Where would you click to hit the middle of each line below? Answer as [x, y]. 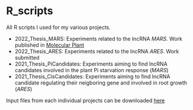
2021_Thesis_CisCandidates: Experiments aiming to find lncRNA [92, 76]
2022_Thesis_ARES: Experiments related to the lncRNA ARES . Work [97, 51]
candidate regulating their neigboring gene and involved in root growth [101, 82]
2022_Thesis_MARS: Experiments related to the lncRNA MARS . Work [98, 38]
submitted [27, 57]
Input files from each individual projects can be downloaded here [86, 100]
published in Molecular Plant [49, 45]
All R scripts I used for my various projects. [59, 27]
